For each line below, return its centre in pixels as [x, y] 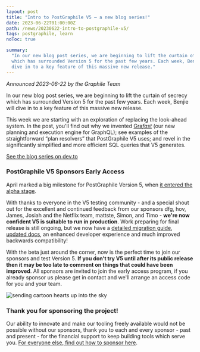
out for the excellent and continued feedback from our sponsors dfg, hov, [96, 208]
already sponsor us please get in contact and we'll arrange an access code [98, 277]
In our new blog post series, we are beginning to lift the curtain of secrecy [97, 95]
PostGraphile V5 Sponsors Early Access [65, 172]
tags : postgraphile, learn [40, 34]
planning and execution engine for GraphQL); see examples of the [87, 132]
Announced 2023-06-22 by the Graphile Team [63, 83]
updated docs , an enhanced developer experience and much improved [93, 234]
